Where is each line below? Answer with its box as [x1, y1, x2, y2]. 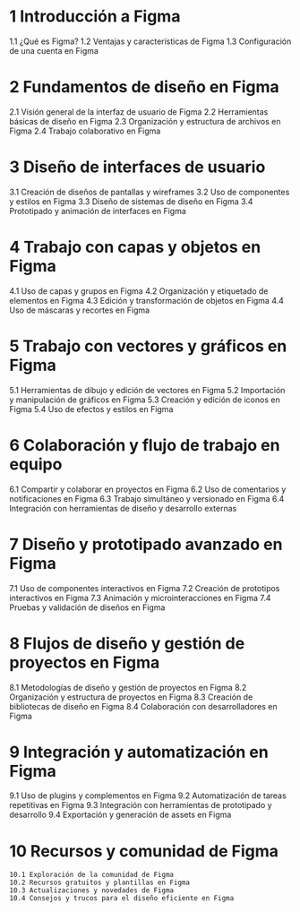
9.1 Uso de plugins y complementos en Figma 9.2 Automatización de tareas [9, 790, 287, 801]
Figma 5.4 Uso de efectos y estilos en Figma [9, 403, 174, 414]
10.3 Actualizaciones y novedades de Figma [9, 886, 175, 895]
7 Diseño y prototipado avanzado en [9, 534, 283, 555]
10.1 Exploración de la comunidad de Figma [9, 871, 175, 880]
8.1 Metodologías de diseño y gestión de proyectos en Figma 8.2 [9, 682, 247, 693]
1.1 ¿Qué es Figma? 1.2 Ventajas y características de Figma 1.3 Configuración [9, 36, 292, 47]
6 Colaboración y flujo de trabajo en [9, 434, 280, 455]
